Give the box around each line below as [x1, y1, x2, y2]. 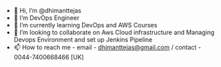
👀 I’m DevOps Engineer [13, 14, 80, 22]
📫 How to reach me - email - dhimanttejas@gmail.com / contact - [13, 43, 202, 51]
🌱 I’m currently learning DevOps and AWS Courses [13, 21, 158, 29]
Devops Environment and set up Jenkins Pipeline [13, 36, 153, 44]
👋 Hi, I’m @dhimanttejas [13, 7, 81, 14]
